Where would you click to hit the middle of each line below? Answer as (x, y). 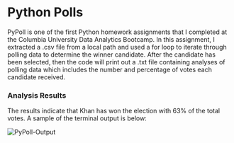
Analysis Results (37, 95)
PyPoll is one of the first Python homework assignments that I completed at (117, 32)
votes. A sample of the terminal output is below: (77, 118)
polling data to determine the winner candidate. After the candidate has (112, 55)
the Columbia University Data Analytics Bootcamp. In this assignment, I (111, 39)
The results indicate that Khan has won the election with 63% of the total (114, 111)
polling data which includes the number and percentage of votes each (110, 69)
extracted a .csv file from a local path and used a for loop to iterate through (117, 47)
